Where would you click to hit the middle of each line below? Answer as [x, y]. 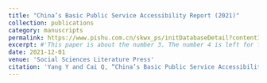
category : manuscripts [46, 30]
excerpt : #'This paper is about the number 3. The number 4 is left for [131, 45]
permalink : [26, 38]
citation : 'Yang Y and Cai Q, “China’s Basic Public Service [112, 67]
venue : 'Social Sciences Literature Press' [81, 60]
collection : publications [51, 23]
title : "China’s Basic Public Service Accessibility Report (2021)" [124, 15]
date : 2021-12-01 [37, 52]
